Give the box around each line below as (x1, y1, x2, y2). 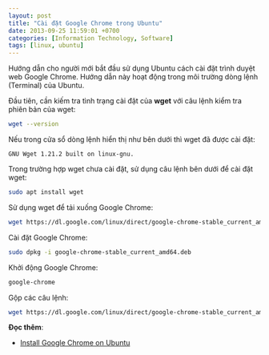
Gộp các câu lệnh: (8, 292, 69, 302)
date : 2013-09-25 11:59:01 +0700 (8, 26, 120, 34)
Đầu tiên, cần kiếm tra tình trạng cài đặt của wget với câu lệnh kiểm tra (8, 96, 243, 106)
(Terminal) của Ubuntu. (8, 81, 85, 91)
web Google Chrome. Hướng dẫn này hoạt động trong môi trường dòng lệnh (8, 72, 259, 82)
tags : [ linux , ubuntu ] (8, 42, 84, 50)
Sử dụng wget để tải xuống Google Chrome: (8, 202, 154, 212)
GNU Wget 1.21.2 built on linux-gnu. (8, 150, 134, 158)
